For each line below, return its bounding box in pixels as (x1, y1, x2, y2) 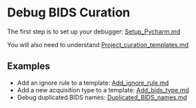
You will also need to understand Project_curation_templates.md (7, 40, 189, 49)
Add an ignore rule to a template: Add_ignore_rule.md (17, 79, 169, 87)
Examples (7, 60, 50, 72)
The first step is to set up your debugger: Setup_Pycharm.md (7, 27, 181, 36)
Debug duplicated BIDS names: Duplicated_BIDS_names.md (17, 93, 188, 101)
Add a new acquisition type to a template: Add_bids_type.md (17, 85, 189, 94)
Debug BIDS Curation (7, 5, 131, 21)
